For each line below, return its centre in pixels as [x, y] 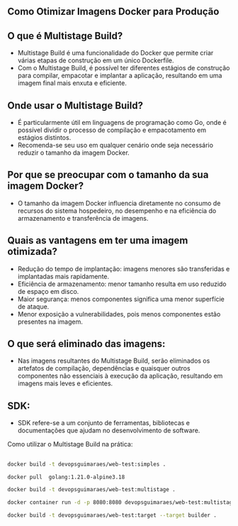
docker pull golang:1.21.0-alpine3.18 [66, 477]
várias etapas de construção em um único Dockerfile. [96, 60]
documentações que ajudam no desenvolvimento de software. [109, 431]
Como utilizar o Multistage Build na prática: [70, 444]
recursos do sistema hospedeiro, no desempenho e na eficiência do [117, 210]
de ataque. [33, 306]
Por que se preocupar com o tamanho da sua [108, 175]
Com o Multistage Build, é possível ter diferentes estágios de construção [124, 68]
